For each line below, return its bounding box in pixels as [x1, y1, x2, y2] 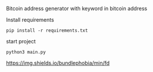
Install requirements [6, 16, 54, 23]
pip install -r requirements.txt [6, 28, 88, 33]
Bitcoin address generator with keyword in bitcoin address [6, 5, 148, 12]
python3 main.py [6, 49, 46, 55]
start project [6, 38, 36, 44]
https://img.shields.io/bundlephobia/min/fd [6, 60, 110, 66]
